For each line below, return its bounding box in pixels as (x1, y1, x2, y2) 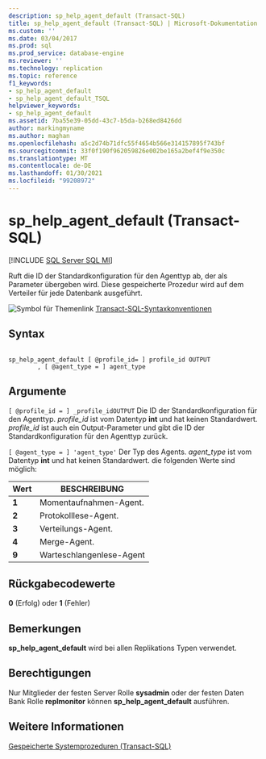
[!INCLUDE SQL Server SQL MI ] (8, 255, 113, 265)
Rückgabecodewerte (8, 577, 115, 590)
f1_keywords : (8, 79, 52, 87)
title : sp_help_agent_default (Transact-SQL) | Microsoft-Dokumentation (8, 19, 258, 27)
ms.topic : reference (8, 72, 78, 80)
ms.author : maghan (8, 131, 70, 140)
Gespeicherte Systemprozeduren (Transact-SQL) (8, 741, 172, 751)
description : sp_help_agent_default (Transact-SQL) (8, 11, 185, 20)
